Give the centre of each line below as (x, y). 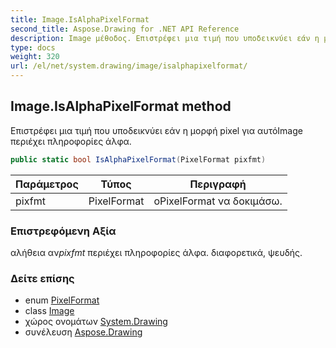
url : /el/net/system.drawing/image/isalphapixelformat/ (129, 66)
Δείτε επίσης (42, 278)
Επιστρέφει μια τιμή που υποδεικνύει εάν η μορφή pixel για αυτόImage (156, 130)
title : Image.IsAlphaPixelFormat (80, 19)
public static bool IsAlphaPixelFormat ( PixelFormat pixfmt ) (138, 159)
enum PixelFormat (62, 300)
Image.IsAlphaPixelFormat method (121, 106)
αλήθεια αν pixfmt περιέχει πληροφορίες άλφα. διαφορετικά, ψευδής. (156, 252)
